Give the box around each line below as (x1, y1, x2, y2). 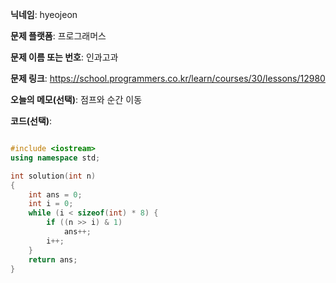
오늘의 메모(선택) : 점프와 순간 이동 (10, 94, 143, 105)
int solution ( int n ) (10, 171, 97, 181)
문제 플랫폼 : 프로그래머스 (10, 30, 107, 42)
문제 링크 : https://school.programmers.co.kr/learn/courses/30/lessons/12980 (10, 73, 326, 84)
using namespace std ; (10, 153, 101, 163)
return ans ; (28, 254, 78, 265)
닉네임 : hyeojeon (10, 9, 78, 20)
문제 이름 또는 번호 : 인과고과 (10, 51, 119, 63)
